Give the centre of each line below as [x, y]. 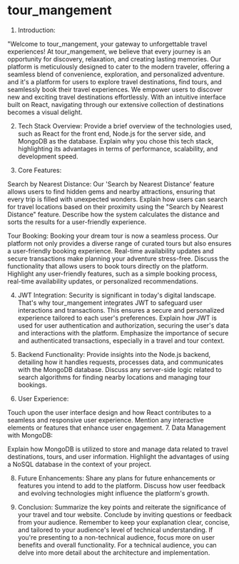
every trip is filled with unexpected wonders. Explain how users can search [118, 199]
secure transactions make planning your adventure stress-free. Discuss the [118, 258]
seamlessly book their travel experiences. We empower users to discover [115, 89]
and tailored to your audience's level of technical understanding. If [115, 530]
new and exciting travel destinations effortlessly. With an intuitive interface [117, 97]
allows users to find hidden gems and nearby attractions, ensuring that [111, 191]
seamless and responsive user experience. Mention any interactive [106, 420]
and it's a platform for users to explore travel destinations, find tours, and [115, 81]
